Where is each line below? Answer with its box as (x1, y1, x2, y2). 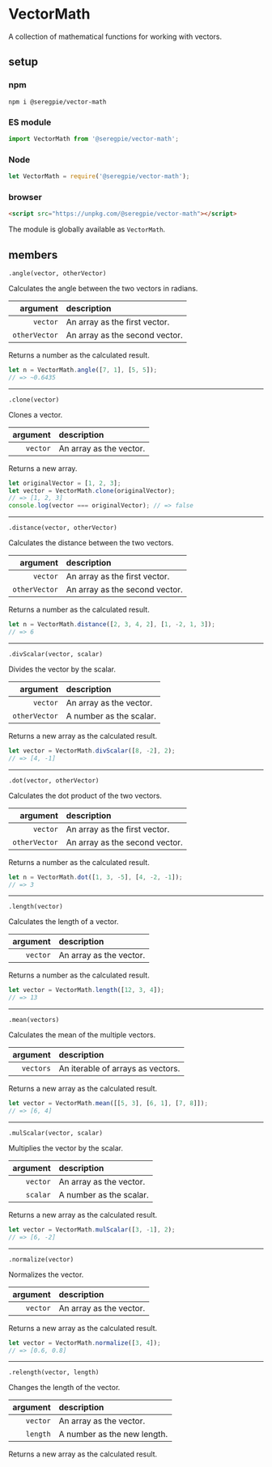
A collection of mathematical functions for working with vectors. (8, 32, 223, 41)
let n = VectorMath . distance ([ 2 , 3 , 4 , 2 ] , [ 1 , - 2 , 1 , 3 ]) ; (8, 621, 216, 629)
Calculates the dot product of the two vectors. (8, 791, 162, 800)
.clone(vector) (8, 396, 60, 404)
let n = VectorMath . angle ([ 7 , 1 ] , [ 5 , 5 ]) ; (8, 366, 158, 374)
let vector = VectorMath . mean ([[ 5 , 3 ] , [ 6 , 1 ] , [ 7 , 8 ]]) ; (8, 1100, 209, 1108)
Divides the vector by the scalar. (8, 664, 116, 674)
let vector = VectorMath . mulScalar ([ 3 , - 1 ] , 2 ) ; (8, 1225, 176, 1234)
